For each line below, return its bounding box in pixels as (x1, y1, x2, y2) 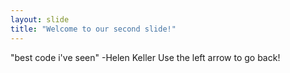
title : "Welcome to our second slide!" (10, 24, 177, 34)
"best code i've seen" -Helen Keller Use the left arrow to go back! (10, 51, 281, 63)
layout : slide (10, 14, 70, 25)
